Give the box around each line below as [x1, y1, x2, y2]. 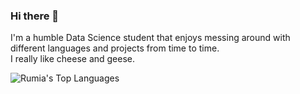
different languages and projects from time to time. [10, 42, 220, 54]
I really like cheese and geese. [10, 53, 136, 65]
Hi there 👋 [10, 9, 60, 23]
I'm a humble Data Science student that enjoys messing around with [10, 32, 291, 44]
